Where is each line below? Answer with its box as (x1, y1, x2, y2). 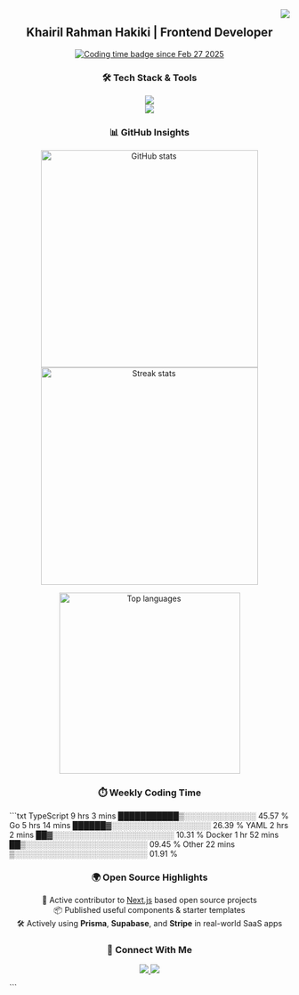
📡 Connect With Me (106, 943, 193, 956)
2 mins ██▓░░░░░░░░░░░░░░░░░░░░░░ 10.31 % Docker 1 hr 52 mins (9, 829, 279, 840)
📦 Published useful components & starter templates (53, 905, 246, 915)
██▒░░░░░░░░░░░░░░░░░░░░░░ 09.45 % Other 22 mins (9, 838, 236, 850)
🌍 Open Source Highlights (91, 871, 208, 884)
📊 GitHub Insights (109, 127, 190, 139)
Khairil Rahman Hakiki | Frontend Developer (26, 25, 273, 40)
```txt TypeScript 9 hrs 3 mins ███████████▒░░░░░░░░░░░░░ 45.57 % (9, 810, 289, 821)
